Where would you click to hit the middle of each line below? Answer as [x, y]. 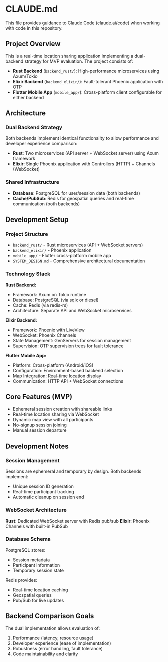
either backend [28, 97]
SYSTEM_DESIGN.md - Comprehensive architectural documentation [79, 261]
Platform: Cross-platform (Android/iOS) [53, 365]
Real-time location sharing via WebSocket [56, 414]
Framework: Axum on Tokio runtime [49, 294]
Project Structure [27, 234]
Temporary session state [38, 570]
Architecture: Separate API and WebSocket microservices [72, 310]
